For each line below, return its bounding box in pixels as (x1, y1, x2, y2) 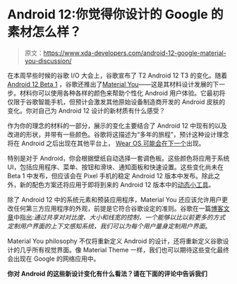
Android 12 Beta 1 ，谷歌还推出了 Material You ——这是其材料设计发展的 (7, 80, 213, 88)
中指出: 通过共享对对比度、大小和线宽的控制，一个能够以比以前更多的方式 (13, 213, 226, 221)
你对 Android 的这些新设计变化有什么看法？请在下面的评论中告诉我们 (7, 269, 208, 278)
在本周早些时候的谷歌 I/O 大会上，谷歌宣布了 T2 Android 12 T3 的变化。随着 (7, 71, 228, 80)
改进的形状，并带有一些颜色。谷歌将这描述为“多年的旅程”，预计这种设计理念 (7, 130, 229, 138)
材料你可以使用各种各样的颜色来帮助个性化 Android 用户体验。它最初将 (19, 89, 226, 97)
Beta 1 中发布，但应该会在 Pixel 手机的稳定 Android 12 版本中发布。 (7, 171, 202, 180)
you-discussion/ (24, 56, 72, 65)
